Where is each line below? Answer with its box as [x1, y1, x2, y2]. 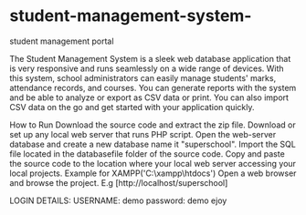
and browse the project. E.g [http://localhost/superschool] [9, 177, 228, 188]
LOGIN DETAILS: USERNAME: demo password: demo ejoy [9, 195, 227, 206]
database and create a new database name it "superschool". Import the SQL [9, 138, 297, 149]
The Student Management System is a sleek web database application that [9, 53, 291, 64]
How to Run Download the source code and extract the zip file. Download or [9, 119, 296, 130]
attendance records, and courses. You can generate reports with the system [9, 82, 297, 93]
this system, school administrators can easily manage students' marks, [9, 72, 277, 83]
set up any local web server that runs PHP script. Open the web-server [9, 128, 277, 139]
